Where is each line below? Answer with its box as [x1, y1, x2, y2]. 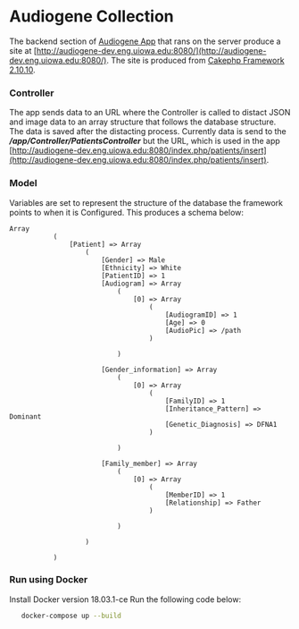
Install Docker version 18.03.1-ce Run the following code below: [9, 593, 242, 605]
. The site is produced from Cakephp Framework [106, 55, 285, 65]
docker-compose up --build [21, 611, 122, 620]
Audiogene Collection [9, 6, 174, 27]
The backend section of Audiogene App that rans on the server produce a [9, 36, 281, 47]
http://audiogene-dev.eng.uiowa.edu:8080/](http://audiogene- [36, 45, 267, 55]
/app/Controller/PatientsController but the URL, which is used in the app [9, 136, 281, 147]
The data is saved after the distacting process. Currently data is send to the [9, 126, 287, 137]
